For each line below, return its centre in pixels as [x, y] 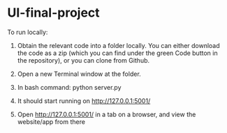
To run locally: [28, 32]
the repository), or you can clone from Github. [83, 60]
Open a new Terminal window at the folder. [79, 74]
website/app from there [51, 122]
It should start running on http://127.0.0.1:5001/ [84, 101]
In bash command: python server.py [69, 87]
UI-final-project [53, 13]
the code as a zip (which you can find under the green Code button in [117, 53]
